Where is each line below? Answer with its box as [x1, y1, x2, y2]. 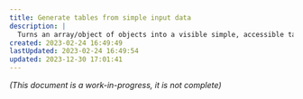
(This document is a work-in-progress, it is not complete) [9, 80, 223, 90]
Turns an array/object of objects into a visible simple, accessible [17, 30, 284, 39]
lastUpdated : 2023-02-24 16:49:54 [9, 47, 140, 56]
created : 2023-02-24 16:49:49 [9, 38, 124, 48]
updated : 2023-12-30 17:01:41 [9, 55, 124, 64]
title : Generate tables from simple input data [9, 13, 192, 22]
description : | [9, 22, 67, 31]
